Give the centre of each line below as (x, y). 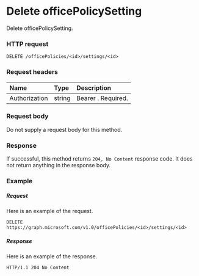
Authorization (29, 98)
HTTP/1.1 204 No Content (38, 267)
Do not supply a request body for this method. (64, 129)
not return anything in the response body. (59, 165)
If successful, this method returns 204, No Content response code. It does (99, 159)
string (62, 98)
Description (94, 88)
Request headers (32, 72)
